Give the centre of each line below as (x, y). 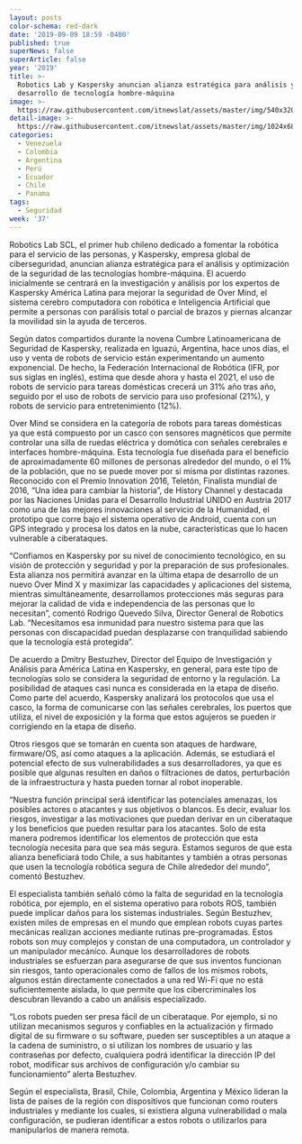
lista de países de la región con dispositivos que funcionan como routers (144, 1101)
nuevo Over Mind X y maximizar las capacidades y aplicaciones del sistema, (151, 584)
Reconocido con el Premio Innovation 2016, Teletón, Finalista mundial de (143, 480)
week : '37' (30, 219)
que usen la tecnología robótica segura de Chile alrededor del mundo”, (140, 866)
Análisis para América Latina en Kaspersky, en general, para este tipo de (144, 669)
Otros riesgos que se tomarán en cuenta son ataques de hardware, (133, 744)
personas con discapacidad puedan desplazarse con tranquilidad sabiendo (149, 632)
